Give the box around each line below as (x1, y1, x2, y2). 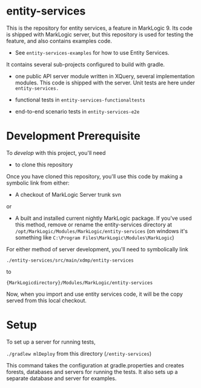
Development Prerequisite (6, 129, 140, 143)
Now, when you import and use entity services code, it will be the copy (6, 290, 183, 298)
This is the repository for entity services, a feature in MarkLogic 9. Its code (6, 24, 193, 32)
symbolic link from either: (6, 179, 70, 186)
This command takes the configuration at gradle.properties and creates (6, 361, 185, 369)
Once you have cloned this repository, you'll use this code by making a (6, 172, 183, 180)
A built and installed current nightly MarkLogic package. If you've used (15, 214, 192, 222)
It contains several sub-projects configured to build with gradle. (6, 61, 165, 68)
